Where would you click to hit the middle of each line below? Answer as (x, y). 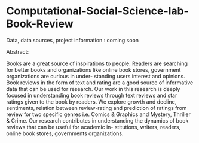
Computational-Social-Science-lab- (98, 11)
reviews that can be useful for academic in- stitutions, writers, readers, (94, 127)
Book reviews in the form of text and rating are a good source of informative (100, 83)
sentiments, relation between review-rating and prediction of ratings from (97, 108)
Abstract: (17, 51)
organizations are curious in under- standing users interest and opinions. (96, 76)
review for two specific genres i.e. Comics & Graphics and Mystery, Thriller (99, 114)
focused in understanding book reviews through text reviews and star (92, 95)
